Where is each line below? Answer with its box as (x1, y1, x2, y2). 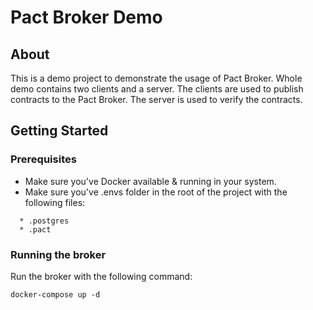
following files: (24, 196, 86, 208)
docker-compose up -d (10, 289, 101, 300)
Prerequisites (10, 152, 77, 166)
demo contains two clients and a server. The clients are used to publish (10, 83, 304, 95)
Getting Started (10, 122, 109, 140)
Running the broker (10, 247, 107, 261)
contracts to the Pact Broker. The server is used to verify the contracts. (10, 94, 303, 105)
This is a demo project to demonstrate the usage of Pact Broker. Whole (10, 72, 303, 84)
